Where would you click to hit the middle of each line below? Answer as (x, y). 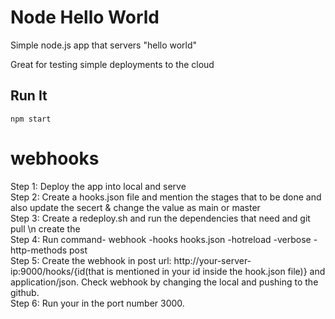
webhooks (55, 158)
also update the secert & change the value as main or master (135, 207)
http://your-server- (212, 260)
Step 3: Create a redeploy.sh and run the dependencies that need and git (160, 218)
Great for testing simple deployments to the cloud (112, 64)
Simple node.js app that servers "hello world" (104, 45)
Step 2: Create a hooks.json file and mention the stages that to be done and (166, 197)
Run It (29, 96)
